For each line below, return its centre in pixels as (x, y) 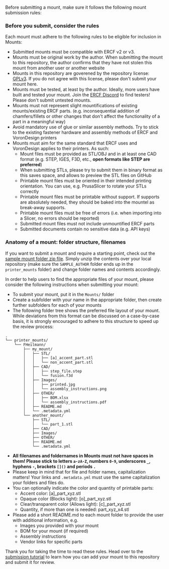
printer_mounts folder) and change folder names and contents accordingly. (83, 269)
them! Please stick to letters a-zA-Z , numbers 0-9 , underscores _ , (81, 461)
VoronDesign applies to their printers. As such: (61, 149)
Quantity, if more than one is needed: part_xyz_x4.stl (74, 509)
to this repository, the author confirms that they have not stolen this (82, 63)
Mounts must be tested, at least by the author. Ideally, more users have (86, 89)
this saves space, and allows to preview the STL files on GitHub (86, 175)
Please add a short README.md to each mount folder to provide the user (88, 514)
